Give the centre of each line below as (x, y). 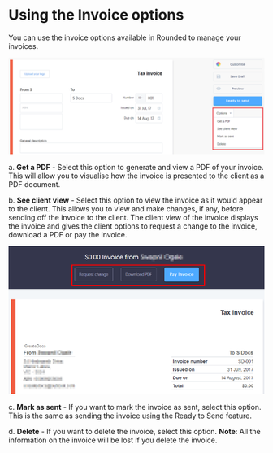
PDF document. (35, 184)
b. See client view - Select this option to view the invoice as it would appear (136, 200)
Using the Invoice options (96, 15)
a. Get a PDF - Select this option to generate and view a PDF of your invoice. (136, 167)
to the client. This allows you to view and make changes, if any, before (126, 208)
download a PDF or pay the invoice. (68, 234)
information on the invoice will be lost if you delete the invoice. (113, 440)
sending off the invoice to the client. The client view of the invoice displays (133, 217)
